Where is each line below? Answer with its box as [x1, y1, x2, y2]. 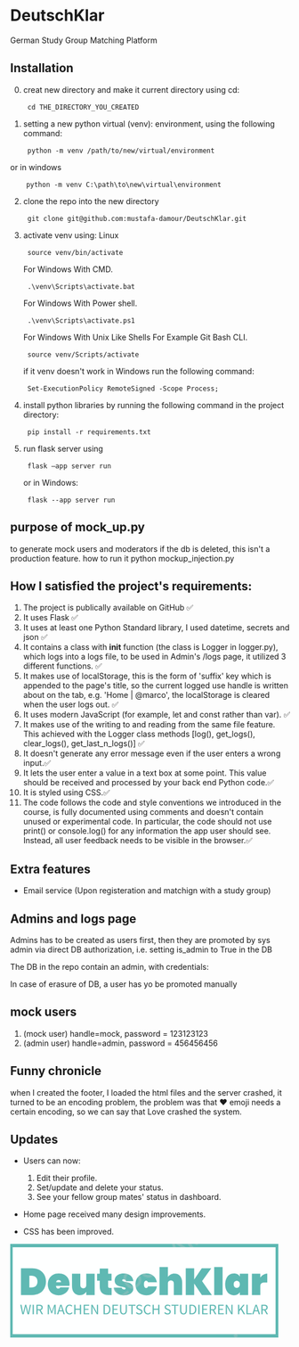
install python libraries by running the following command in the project [22, 399, 285, 410]
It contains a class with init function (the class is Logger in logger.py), [22, 642, 279, 653]
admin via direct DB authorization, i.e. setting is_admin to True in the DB [10, 944, 273, 955]
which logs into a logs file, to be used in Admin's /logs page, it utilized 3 [22, 652, 287, 662]
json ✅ [22, 632, 48, 643]
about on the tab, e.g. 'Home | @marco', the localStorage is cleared [22, 690, 271, 701]
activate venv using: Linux [22, 229, 119, 241]
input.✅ [22, 758, 52, 768]
